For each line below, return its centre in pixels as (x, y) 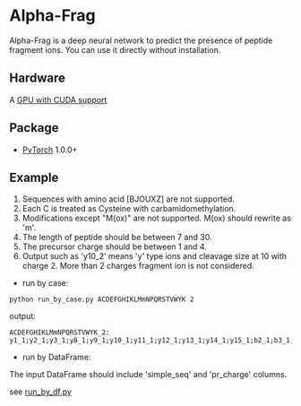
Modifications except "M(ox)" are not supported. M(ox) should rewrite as (156, 218)
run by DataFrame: (56, 357)
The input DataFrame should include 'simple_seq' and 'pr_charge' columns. (148, 375)
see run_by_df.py (40, 392)
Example (34, 177)
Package (34, 128)
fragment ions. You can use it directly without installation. (115, 49)
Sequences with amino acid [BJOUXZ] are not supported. (129, 199)
